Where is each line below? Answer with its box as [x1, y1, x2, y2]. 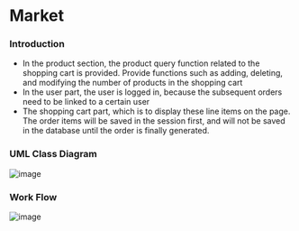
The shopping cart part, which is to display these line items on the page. [22, 106, 291, 117]
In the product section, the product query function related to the [22, 58, 260, 69]
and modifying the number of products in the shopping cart [22, 78, 243, 88]
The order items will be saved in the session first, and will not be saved [22, 115, 285, 126]
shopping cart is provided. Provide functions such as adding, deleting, [22, 68, 284, 79]
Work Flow [9, 190, 58, 203]
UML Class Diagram [9, 148, 97, 161]
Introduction [9, 38, 65, 51]
